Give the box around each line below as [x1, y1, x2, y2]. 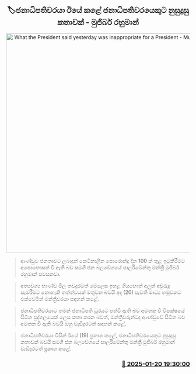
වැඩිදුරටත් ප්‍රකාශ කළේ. [20, 345, 72, 352]
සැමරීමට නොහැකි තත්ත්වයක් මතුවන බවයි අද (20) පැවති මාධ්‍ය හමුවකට [20, 289, 182, 296]
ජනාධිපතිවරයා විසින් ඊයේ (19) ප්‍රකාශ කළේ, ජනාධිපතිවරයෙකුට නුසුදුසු [20, 331, 177, 338]
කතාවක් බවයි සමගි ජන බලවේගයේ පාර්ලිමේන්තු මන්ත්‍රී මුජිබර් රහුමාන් [20, 338, 175, 345]
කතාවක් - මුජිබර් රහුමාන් [57, 18, 139, 27]
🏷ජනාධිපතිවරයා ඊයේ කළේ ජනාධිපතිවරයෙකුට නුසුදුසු [6, 5, 190, 15]
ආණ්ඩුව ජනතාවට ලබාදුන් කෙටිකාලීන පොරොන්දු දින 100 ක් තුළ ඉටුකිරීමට [20, 257, 185, 264]
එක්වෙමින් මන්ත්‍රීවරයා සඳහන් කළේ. [20, 295, 99, 302]
